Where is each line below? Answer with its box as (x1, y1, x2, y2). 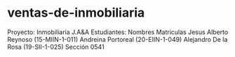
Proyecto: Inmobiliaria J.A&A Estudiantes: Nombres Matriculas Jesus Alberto (7, 28, 229, 36)
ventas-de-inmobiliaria (7, 5, 145, 21)
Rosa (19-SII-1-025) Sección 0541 (7, 42, 105, 51)
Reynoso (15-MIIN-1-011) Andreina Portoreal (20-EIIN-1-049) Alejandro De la (7, 35, 228, 43)
